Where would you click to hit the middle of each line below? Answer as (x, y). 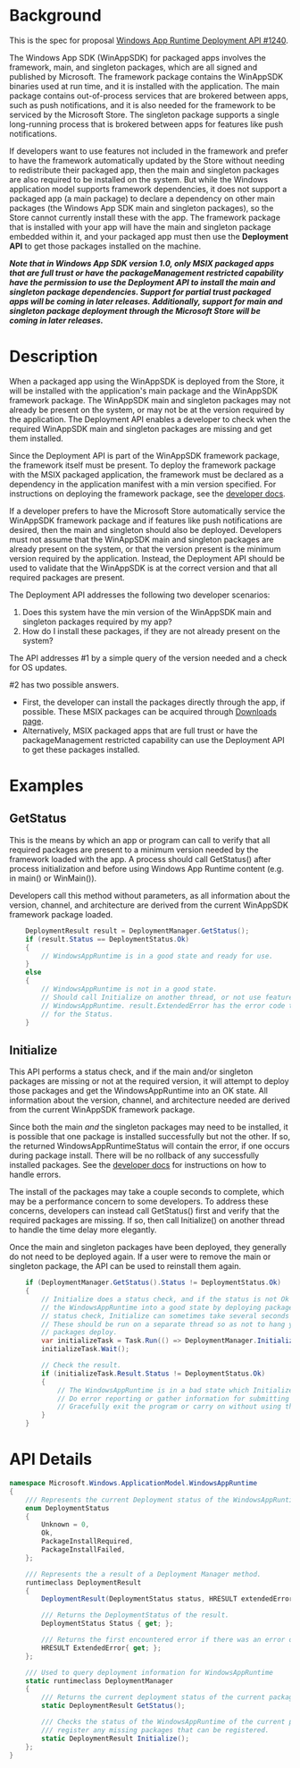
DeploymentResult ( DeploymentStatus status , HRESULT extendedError (167, 1599)
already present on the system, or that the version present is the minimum (145, 549)
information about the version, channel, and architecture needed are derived (150, 1100)
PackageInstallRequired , (87, 1542)
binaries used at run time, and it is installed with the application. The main (144, 86)
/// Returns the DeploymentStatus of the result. (135, 1615)
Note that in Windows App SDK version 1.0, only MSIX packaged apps (142, 263)
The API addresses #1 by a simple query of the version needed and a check (148, 657)
